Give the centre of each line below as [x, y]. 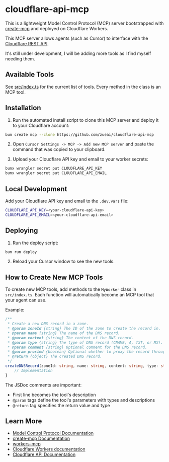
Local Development [36, 189]
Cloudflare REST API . [27, 43]
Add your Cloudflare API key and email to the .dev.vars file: [67, 201]
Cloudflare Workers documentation [49, 449]
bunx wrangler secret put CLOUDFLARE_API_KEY [54, 169]
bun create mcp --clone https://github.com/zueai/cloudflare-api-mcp [80, 134]
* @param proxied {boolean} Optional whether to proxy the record [78, 352]
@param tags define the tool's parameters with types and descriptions [83, 400]
